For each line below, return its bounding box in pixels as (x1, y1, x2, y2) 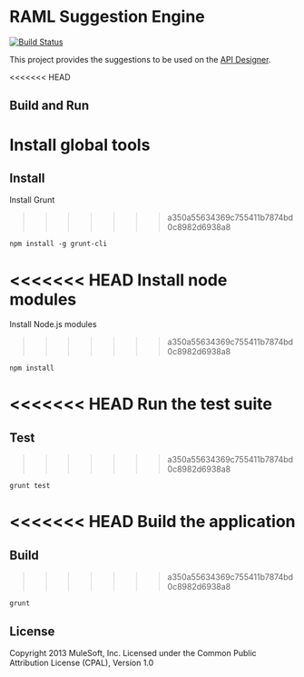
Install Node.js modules (9, 319, 97, 330)
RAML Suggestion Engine (9, 6, 206, 27)
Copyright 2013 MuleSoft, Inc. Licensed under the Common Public (9, 648, 257, 659)
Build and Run (9, 98, 89, 114)
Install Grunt (9, 194, 55, 205)
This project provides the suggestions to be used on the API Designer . (9, 54, 271, 65)
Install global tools (9, 134, 151, 155)
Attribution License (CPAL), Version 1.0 (9, 657, 154, 669)
